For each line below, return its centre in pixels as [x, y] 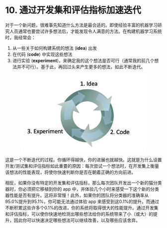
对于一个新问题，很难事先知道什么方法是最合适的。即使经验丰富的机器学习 [81, 25]
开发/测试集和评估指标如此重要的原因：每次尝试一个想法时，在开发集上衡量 [82, 166]
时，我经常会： [20, 37]
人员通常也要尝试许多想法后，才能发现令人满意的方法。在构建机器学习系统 [85, 31]
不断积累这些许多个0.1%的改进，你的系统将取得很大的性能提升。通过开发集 [82, 208]
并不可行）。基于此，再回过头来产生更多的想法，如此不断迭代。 [81, 67]
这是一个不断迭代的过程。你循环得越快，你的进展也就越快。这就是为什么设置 [83, 160]
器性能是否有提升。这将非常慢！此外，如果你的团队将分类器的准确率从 [77, 196]
